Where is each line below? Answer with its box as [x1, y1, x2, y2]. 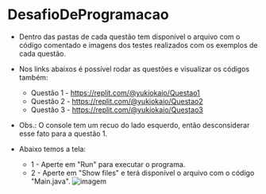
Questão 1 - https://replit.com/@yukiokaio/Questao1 [30, 87, 200, 97]
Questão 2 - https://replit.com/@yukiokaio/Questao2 [30, 96, 203, 106]
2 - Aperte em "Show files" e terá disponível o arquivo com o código [30, 168, 255, 177]
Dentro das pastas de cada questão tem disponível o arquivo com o [18, 32, 241, 41]
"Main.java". [30, 177, 71, 186]
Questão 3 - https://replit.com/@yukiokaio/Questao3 [30, 105, 203, 114]
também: [18, 72, 48, 82]
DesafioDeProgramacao [7, 6, 169, 24]
